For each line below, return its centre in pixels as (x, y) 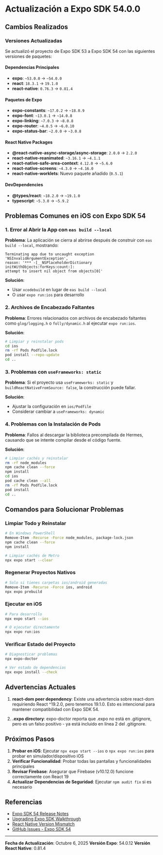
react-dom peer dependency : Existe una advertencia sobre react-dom (83, 699)
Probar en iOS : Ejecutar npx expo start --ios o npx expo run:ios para (83, 751)
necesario (22, 787)
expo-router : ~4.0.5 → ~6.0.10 (43, 126)
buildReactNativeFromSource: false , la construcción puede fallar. (71, 388)
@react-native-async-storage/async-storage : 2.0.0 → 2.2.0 (74, 153)
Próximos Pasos (30, 739)
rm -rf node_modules (26, 463)
